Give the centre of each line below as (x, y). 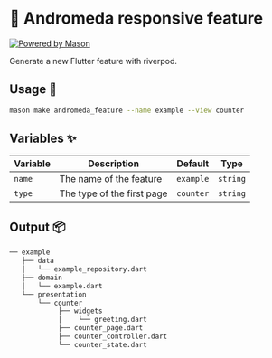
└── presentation (54, 294)
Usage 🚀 (33, 89)
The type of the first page (113, 193)
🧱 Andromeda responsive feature (136, 19)
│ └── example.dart (62, 286)
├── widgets (80, 311)
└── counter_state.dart (102, 344)
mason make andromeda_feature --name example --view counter (127, 110)
